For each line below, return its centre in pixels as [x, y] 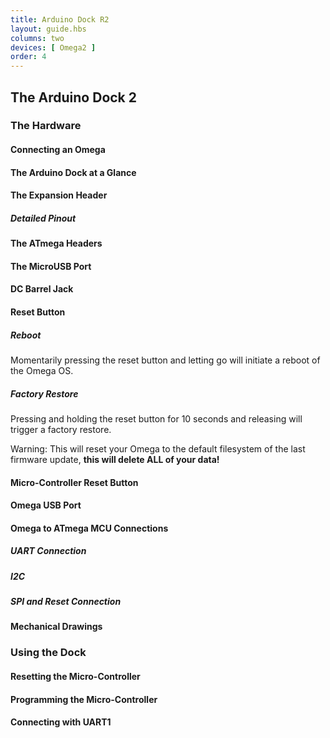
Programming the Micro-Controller [84, 699]
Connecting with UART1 [61, 722]
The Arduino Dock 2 [74, 97]
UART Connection [48, 551]
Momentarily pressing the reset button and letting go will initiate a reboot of [165, 360]
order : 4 [28, 57]
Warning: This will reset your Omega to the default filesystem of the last [158, 448]
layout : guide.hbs [48, 29]
